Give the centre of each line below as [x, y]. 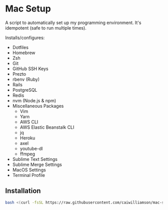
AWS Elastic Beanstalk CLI [47, 127]
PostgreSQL [25, 90]
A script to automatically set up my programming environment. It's [73, 23]
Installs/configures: [25, 38]
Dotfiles [20, 47]
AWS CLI [29, 122]
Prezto [19, 74]
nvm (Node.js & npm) [34, 100]
